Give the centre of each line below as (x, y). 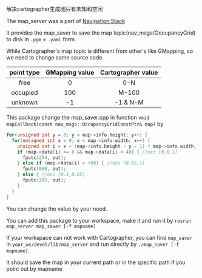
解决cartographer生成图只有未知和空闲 (55, 9)
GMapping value (70, 73)
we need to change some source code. (55, 57)
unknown (25, 102)
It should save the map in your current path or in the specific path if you (96, 262)
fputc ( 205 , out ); (44, 180)
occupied (25, 93)
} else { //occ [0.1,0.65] (51, 175)
